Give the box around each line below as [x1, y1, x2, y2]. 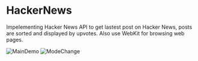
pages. [6, 36, 23, 43]
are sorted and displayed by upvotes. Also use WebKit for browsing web [6, 29, 185, 36]
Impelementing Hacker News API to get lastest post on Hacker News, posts [6, 23, 193, 30]
